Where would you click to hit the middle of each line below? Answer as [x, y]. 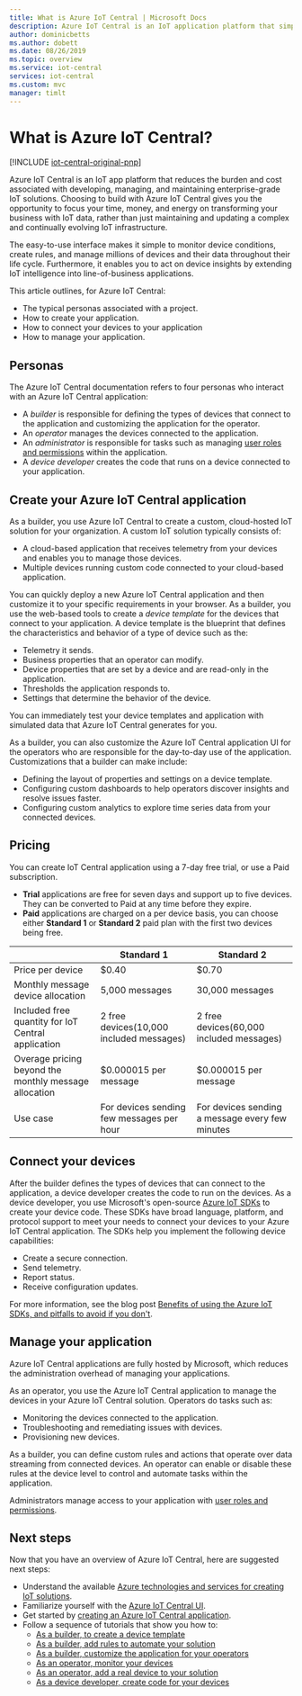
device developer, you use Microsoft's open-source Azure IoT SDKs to [140, 1202]
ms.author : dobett [44, 43]
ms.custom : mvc [38, 85]
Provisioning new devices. [71, 1437]
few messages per [139, 1118]
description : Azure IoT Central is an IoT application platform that [142, 26]
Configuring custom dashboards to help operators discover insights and [155, 789]
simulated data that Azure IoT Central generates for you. [113, 725]
